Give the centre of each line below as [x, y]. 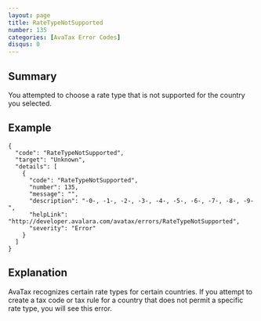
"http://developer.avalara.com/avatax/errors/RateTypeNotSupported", [124, 221]
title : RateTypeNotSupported [56, 23]
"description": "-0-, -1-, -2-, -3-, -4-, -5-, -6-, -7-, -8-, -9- [141, 200]
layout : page [29, 15]
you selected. [30, 103]
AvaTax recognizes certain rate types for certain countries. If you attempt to [130, 291]
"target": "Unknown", [51, 160]
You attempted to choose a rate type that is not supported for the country [127, 95]
